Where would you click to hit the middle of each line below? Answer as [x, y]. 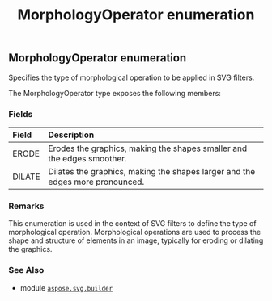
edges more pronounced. [96, 182]
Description [71, 135]
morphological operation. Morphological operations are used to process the [135, 232]
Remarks [26, 206]
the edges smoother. [87, 158]
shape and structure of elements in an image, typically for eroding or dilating [136, 240]
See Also [26, 270]
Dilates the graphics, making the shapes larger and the [152, 171]
